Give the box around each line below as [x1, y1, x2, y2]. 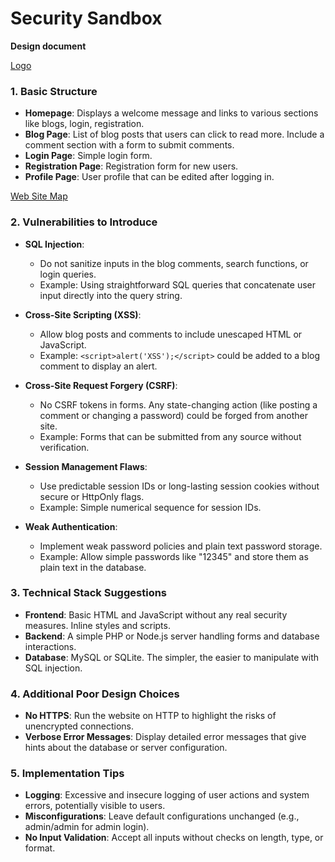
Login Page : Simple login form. [24, 150, 153, 162]
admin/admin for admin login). [24, 821, 150, 833]
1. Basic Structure [10, 84, 98, 98]
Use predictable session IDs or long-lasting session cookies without [39, 480, 320, 492]
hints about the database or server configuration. [24, 742, 228, 754]
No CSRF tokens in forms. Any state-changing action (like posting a [39, 398, 318, 411]
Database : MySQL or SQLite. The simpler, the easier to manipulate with [24, 651, 320, 663]
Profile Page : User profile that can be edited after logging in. [24, 171, 275, 183]
